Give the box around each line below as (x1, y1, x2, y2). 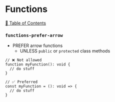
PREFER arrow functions (12, 42, 63, 48)
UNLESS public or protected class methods (19, 48, 110, 54)
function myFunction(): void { (5, 62, 70, 67)
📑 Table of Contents (5, 20, 46, 26)
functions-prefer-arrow (5, 32, 63, 38)
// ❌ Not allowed (5, 57, 42, 63)
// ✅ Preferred (5, 79, 38, 84)
